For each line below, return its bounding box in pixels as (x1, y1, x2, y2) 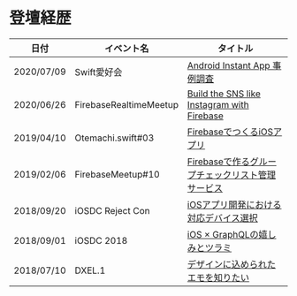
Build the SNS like (187, 87, 261, 100)
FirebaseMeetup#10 (74, 168, 161, 180)
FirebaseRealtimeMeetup (74, 98, 179, 110)
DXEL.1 (74, 264, 106, 277)
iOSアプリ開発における (187, 198, 282, 210)
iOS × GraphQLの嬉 (187, 228, 268, 240)
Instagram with (187, 98, 249, 110)
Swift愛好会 (74, 65, 123, 78)
